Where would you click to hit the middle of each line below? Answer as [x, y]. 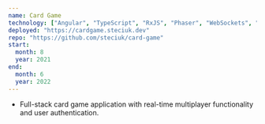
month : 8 [30, 52]
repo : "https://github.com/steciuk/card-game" [86, 38]
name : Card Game [35, 15]
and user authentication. [59, 112]
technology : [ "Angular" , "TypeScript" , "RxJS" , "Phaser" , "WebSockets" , [130, 23]
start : [19, 45]
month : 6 [30, 74]
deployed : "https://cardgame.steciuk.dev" [79, 30]
